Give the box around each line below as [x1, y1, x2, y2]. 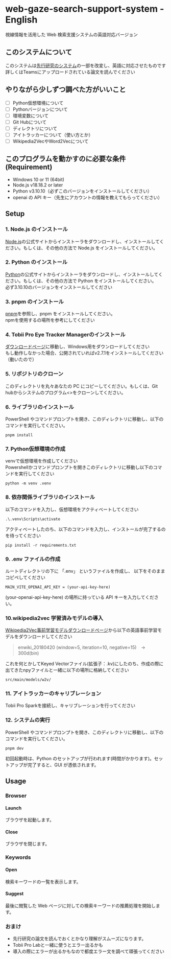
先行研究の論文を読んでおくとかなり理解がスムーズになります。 [12, 935, 146, 942]
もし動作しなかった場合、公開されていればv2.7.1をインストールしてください [5, 350, 164, 356]
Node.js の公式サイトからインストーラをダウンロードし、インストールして [5, 238, 160, 244]
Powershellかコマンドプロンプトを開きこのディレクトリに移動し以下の [5, 464, 153, 471]
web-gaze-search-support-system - [5, 3, 164, 15]
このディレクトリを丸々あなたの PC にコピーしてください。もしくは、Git [5, 383, 158, 389]
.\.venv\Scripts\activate [5, 517, 60, 522]
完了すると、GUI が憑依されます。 [27, 762, 99, 768]
